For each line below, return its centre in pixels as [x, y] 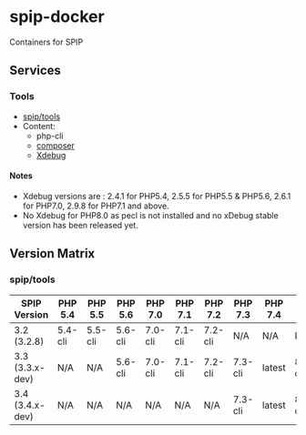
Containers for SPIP [46, 42]
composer [56, 145]
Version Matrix [52, 253]
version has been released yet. [80, 225]
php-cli [50, 136]
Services [36, 71]
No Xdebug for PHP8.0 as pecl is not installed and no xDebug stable [151, 215]
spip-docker [57, 17]
